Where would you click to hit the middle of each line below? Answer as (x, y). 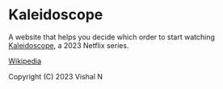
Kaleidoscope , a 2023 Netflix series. (69, 45)
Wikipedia (25, 61)
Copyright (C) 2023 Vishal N (56, 76)
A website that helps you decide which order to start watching (112, 37)
